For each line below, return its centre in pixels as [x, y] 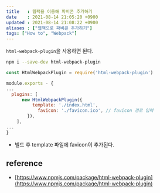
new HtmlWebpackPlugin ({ [52, 100]
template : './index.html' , [65, 105]
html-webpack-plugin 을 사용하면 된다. [50, 51]
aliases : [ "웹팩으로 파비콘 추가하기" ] [49, 28]
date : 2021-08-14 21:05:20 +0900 [52, 17]
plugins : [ [25, 94]
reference [24, 163]
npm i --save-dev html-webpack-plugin [53, 62]
